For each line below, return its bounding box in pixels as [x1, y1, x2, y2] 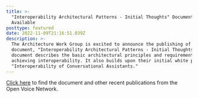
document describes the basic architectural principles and [11, 52, 162, 58]
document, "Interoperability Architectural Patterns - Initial [11, 47, 170, 53]
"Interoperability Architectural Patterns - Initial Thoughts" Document [11, 14, 194, 20]
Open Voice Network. [6, 86, 58, 93]
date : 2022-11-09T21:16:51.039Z [6, 31, 85, 36]
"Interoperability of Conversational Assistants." [11, 63, 138, 69]
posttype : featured [6, 25, 54, 31]
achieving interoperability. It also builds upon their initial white [11, 58, 189, 63]
